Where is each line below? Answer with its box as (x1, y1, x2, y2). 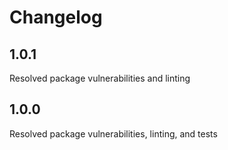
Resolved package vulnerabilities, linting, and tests (9, 127, 218, 140)
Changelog (9, 6, 103, 29)
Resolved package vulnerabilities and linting (9, 72, 191, 84)
